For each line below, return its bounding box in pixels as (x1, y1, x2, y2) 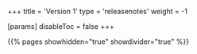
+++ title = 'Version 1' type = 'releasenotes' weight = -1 (7, 7, 188, 16)
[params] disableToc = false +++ (7, 22, 114, 31)
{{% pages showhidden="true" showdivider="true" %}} (7, 37, 190, 46)
